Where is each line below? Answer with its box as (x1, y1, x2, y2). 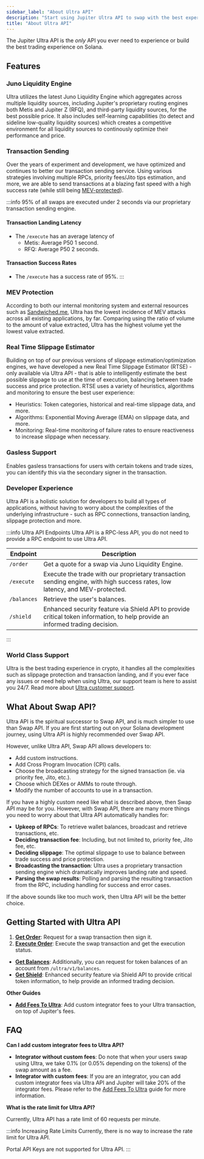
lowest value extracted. (6, 328, 65, 335)
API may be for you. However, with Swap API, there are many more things (6, 805, 190, 812)
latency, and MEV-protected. (43, 585, 127, 593)
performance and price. (6, 132, 66, 139)
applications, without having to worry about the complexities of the (6, 504, 174, 511)
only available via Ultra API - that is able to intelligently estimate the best (6, 369, 187, 377)
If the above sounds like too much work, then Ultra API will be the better (6, 893, 186, 900)
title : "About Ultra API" (6, 20, 72, 26)
